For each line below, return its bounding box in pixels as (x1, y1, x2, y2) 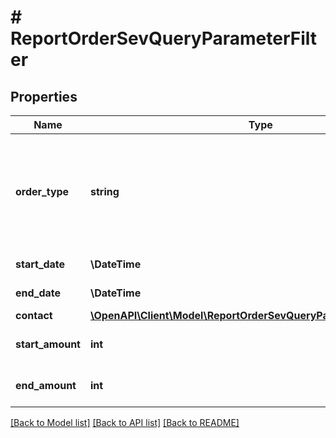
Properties (10, 88, 78, 105)
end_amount (15, 379, 77, 392)
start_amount (15, 337, 81, 351)
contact (15, 309, 53, 322)
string (89, 185, 120, 198)
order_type (15, 185, 70, 198)
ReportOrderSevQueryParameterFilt (10, 27, 318, 50)
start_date (15, 257, 66, 271)
